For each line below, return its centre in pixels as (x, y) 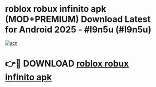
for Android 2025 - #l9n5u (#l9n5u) (78, 30)
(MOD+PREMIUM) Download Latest (78, 19)
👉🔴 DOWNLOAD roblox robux (67, 64)
